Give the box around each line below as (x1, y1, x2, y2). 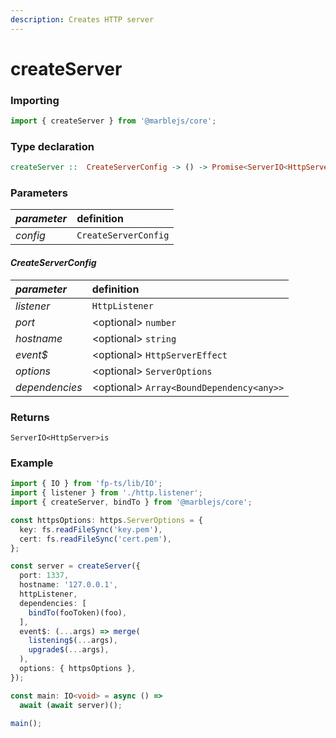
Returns (10, 410, 50, 424)
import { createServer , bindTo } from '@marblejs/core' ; (10, 497, 253, 507)
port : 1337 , (19, 571, 70, 581)
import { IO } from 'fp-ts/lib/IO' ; (10, 479, 163, 489)
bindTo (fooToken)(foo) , (28, 607, 128, 618)
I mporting (10, 93, 60, 107)
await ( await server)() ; (19, 700, 123, 710)
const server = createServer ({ (10, 561, 141, 571)
